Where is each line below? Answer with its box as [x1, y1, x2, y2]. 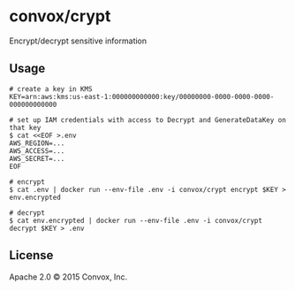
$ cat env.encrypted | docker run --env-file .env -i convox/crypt [9, 216, 263, 225]
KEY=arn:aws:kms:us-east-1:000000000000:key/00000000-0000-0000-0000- [9, 92, 275, 101]
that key [9, 123, 42, 132]
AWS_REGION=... [9, 139, 65, 148]
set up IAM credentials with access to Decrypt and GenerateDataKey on [17, 115, 287, 125]
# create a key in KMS [9, 84, 93, 94]
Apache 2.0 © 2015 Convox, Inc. [9, 272, 128, 282]
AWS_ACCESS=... [9, 146, 65, 156]
